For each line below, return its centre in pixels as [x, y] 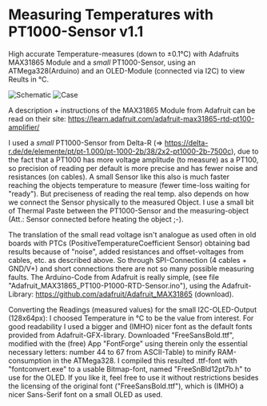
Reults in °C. [29, 79]
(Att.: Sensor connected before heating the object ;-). [96, 219]
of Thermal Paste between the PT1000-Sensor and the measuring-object [129, 210]
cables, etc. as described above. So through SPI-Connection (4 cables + [128, 260]
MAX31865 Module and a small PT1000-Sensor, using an [102, 62]
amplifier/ [24, 127]
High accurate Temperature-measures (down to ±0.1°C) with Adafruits [124, 54]
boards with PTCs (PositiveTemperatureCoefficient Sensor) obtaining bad [129, 243]
